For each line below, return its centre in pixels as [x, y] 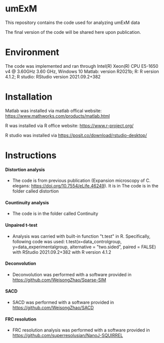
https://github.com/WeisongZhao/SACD [53, 308]
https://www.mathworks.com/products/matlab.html [58, 116]
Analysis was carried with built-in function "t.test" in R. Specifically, [81, 236]
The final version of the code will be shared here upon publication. [73, 32]
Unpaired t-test [21, 225]
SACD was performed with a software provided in [63, 303]
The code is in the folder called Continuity [55, 214]
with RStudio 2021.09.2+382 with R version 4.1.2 [62, 252]
